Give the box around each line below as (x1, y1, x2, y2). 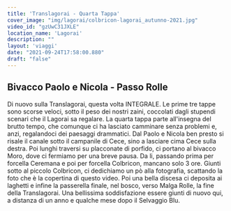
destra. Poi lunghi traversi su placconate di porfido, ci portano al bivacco (7, 144, 216, 153)
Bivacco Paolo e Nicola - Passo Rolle (7, 81, 168, 93)
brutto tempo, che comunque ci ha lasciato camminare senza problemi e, (7, 122, 218, 130)
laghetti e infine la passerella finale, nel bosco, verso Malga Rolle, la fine (7, 181, 215, 189)
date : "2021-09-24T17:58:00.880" (7, 49, 105, 56)
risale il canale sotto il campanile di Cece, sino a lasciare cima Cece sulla (7, 136, 216, 145)
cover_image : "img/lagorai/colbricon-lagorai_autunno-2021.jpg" (7, 17, 198, 24)
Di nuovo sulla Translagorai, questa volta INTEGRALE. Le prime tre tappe (7, 100, 216, 108)
